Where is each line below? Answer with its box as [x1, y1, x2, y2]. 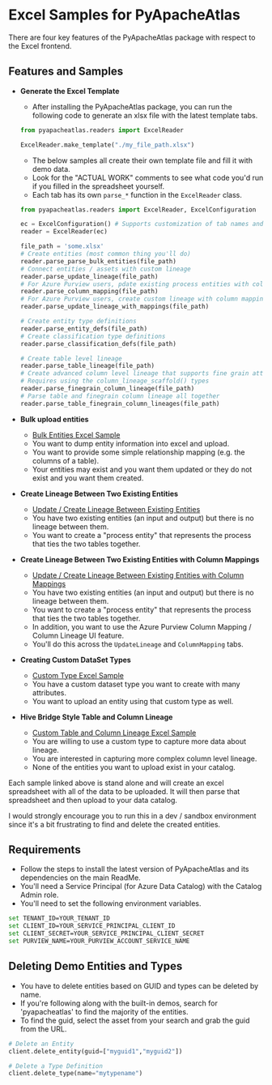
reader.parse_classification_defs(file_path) [19, 340, 176, 348]
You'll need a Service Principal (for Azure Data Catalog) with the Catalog [19, 882, 262, 891]
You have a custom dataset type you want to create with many [32, 679, 240, 689]
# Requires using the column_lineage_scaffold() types [19, 377, 210, 386]
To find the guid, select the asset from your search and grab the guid [19, 1015, 250, 1025]
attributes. [32, 687, 67, 698]
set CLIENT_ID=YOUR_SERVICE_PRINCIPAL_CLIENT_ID [8, 922, 176, 930]
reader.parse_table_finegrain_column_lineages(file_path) [19, 399, 220, 408]
